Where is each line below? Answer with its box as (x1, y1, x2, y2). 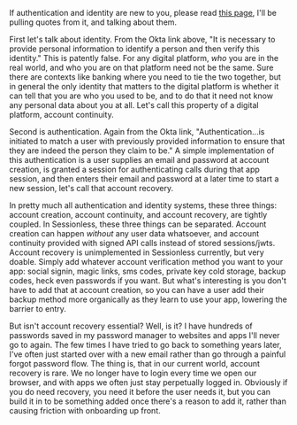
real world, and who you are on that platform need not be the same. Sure (9, 62, 274, 73)
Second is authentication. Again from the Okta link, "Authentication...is (9, 127, 265, 136)
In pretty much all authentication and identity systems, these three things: (9, 200, 278, 211)
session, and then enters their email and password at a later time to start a (9, 174, 279, 184)
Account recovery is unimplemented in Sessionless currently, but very (9, 247, 265, 258)
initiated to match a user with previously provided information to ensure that (9, 136, 286, 146)
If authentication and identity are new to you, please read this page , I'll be (9, 8, 277, 18)
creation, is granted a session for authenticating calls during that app (9, 164, 261, 174)
